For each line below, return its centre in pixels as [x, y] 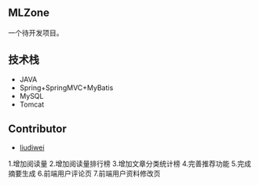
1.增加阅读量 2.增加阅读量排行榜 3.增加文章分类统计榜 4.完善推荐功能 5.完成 [129, 164]
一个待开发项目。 [36, 33]
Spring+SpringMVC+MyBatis [66, 87]
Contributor [37, 129]
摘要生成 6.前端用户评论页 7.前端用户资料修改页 [84, 174]
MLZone [29, 13]
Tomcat [32, 104]
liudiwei [32, 147]
